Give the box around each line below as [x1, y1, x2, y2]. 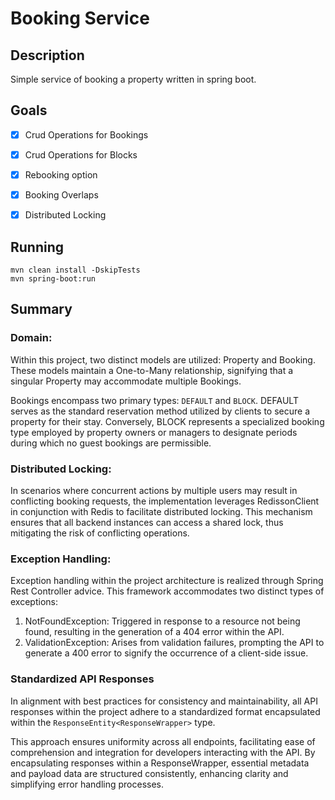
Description [10, 47, 85, 64]
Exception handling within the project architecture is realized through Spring [10, 575, 324, 587]
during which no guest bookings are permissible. [10, 437, 212, 449]
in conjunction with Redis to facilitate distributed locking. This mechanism [10, 505, 313, 517]
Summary [10, 301, 73, 318]
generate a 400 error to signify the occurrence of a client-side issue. [24, 647, 309, 659]
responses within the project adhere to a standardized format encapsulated [10, 705, 321, 717]
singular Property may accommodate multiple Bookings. [10, 375, 242, 387]
